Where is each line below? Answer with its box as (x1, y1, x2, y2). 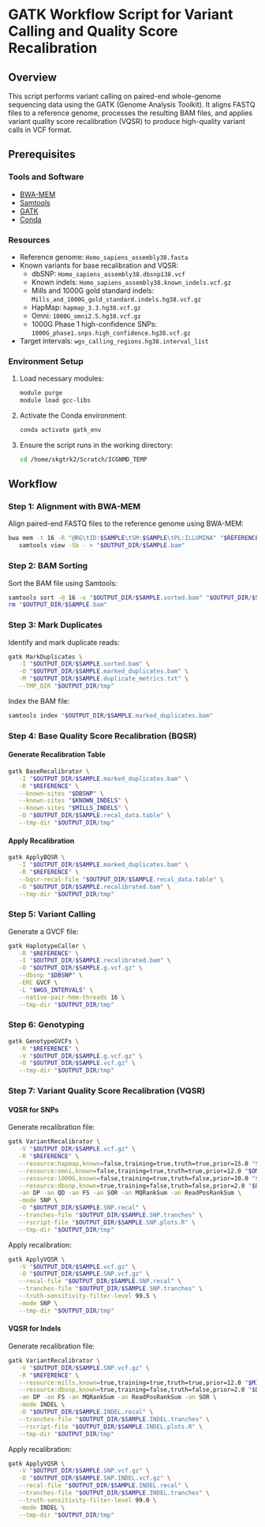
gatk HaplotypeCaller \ (8, 942, 87, 950)
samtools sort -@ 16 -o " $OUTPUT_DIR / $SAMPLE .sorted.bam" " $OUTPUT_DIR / (8, 594, 252, 602)
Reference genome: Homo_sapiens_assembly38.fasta (19, 252, 188, 261)
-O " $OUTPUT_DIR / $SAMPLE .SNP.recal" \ (18, 1204, 147, 1212)
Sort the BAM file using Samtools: (8, 578, 118, 587)
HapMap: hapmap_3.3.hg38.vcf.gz (31, 302, 141, 312)
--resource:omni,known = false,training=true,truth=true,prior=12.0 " (18, 1167, 248, 1175)
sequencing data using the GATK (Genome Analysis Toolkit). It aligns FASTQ (8, 100, 256, 109)
